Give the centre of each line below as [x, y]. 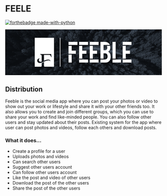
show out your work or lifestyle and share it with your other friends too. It [80, 106]
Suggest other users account [42, 167]
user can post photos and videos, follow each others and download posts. [81, 127]
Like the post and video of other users [51, 178]
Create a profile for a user [39, 151]
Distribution [24, 89]
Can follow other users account [44, 173]
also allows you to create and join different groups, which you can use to [80, 111]
